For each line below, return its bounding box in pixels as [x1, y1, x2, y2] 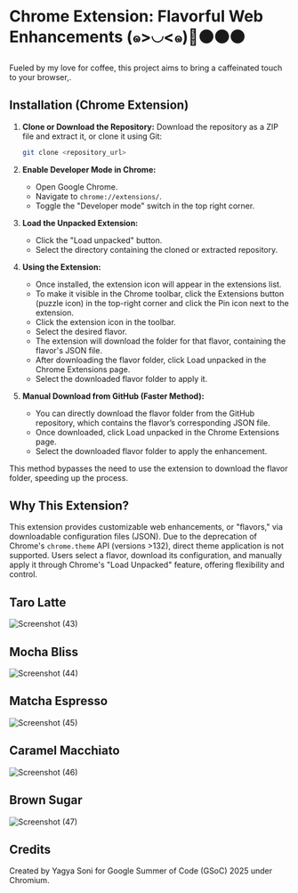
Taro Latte [9, 595, 67, 610]
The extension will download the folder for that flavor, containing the [35, 336, 286, 346]
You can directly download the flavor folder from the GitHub [35, 408, 255, 418]
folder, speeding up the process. [9, 472, 129, 483]
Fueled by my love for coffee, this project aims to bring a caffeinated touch [9, 62, 283, 73]
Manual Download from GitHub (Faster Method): [21, 390, 205, 402]
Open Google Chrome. [35, 181, 118, 192]
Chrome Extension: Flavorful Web [9, 6, 264, 27]
